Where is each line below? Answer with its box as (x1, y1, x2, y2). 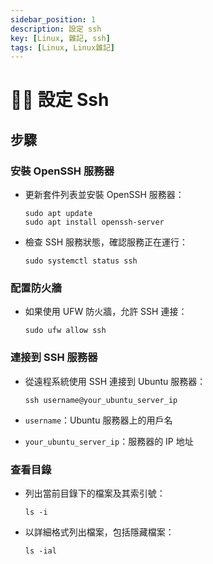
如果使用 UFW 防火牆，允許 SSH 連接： (24, 306, 188, 318)
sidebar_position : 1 (10, 14, 97, 25)
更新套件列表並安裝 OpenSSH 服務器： (24, 189, 185, 201)
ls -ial (24, 546, 57, 556)
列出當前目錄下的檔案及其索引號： (24, 487, 166, 500)
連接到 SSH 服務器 (10, 351, 98, 365)
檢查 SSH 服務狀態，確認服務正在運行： (24, 236, 189, 248)
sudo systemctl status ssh (24, 256, 138, 266)
